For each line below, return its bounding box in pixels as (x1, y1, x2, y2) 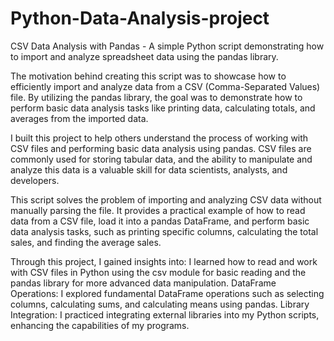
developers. (10, 174, 60, 186)
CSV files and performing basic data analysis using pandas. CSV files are (10, 142, 312, 154)
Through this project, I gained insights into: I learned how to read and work (10, 255, 318, 267)
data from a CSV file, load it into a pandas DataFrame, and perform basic (10, 215, 310, 227)
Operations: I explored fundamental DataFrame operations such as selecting (10, 287, 325, 299)
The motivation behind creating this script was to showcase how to (10, 70, 287, 82)
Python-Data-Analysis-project (10, 7, 270, 30)
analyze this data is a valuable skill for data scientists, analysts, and (10, 163, 288, 176)
